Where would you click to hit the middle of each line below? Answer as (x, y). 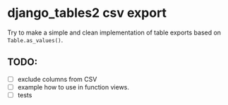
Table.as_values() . (35, 39)
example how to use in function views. (73, 87)
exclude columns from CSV (57, 79)
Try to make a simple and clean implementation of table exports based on (114, 32)
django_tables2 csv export (87, 13)
